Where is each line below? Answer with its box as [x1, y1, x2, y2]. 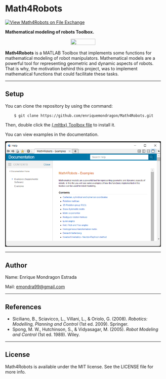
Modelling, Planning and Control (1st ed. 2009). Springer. [12, 321, 129, 327]
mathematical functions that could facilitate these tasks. [5, 71, 119, 77]
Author [5, 261, 27, 269]
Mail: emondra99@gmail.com [5, 284, 65, 290]
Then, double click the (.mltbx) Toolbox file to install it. [5, 122, 116, 127]
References [5, 302, 41, 311]
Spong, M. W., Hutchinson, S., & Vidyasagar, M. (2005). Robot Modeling [12, 326, 159, 332]
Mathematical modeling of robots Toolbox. [5, 29, 94, 35]
